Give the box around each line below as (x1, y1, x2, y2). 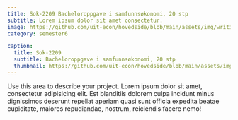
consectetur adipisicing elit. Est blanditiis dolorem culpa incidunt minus (7, 89, 215, 97)
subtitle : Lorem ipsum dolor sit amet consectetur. (7, 17, 163, 24)
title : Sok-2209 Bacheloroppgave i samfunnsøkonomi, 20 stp (7, 10, 189, 18)
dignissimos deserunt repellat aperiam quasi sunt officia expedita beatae (7, 97, 220, 105)
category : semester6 (7, 30, 69, 37)
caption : (7, 43, 33, 50)
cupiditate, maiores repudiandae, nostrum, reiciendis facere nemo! (7, 104, 202, 113)
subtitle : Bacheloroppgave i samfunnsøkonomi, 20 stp (13, 56, 176, 64)
